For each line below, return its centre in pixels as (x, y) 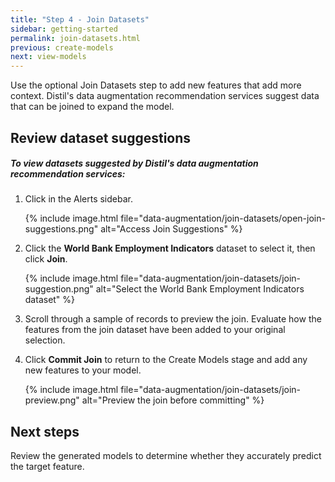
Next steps (45, 431)
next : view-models (48, 57)
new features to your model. (83, 370)
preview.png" (52, 400)
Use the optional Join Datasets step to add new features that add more (156, 85)
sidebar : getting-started (64, 29)
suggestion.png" (59, 289)
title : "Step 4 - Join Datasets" (80, 19)
